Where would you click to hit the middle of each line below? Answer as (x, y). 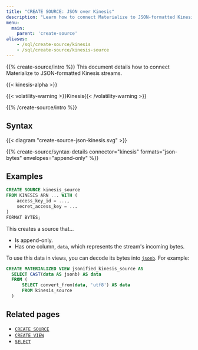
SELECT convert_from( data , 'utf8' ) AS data (76, 285)
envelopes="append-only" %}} (61, 158)
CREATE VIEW (29, 335)
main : (18, 28)
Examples (24, 176)
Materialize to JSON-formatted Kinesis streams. (64, 73)
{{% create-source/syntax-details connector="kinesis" (73, 152)
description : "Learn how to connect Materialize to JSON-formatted (91, 17)
